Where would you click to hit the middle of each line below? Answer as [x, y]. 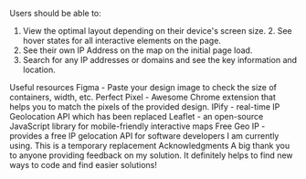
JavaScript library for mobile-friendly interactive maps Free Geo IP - [137, 126]
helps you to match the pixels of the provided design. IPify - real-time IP [145, 107]
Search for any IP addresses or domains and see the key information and [160, 60]
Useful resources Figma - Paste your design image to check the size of [143, 87]
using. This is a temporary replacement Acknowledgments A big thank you [150, 146]
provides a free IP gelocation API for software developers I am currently [144, 136]
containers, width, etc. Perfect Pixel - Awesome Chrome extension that [142, 97]
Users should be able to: [56, 13]
